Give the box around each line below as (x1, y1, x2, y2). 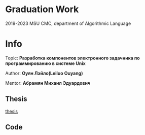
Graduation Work (5, 4, 79, 15)
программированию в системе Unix (5, 60, 86, 66)
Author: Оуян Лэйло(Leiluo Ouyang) (5, 70, 83, 76)
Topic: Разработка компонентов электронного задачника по (5, 55, 140, 61)
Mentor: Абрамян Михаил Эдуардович (5, 80, 91, 86)
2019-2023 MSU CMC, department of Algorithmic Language (5, 20, 131, 26)
